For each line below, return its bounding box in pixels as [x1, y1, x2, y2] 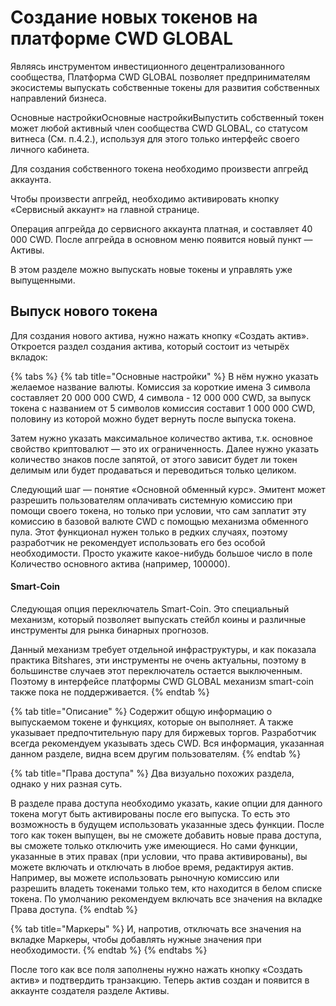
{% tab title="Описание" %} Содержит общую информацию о [10, 705, 273, 717]
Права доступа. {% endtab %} [10, 903, 138, 915]
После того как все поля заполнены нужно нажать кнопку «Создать [10, 963, 303, 975]
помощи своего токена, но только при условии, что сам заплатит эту [10, 504, 307, 516]
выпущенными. [10, 274, 76, 286]
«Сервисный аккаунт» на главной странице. [10, 203, 200, 215]
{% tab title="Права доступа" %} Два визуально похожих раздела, [10, 767, 295, 779]
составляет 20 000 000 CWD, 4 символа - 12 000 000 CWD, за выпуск [10, 391, 311, 403]
